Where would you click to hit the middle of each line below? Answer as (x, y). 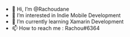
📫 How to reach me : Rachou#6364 (56, 28)
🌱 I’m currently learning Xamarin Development (68, 21)
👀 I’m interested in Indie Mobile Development (66, 15)
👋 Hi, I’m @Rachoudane (40, 9)
